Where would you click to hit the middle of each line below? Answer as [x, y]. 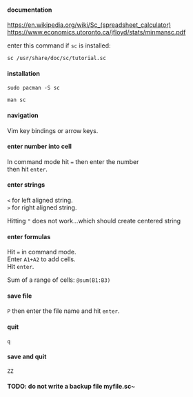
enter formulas [29, 236]
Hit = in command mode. [42, 252]
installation [23, 73]
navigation [23, 115]
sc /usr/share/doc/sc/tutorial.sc [57, 59]
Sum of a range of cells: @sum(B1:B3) [59, 280]
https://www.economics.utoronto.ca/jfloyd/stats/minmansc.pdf [96, 32]
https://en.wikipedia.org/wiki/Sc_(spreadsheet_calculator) [89, 25]
